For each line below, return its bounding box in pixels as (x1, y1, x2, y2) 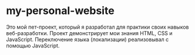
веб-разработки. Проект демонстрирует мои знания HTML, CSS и (6, 29, 173, 36)
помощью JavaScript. (6, 42, 60, 49)
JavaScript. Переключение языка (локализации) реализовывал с (6, 36, 169, 43)
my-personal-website (6, 4, 115, 18)
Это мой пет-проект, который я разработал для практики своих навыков (6, 23, 189, 30)
